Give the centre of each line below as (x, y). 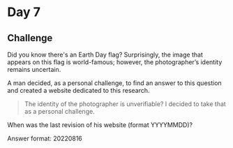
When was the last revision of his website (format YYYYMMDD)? (100, 125)
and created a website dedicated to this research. (78, 90)
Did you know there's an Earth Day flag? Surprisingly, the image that (105, 54)
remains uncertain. (34, 69)
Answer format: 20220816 (45, 138)
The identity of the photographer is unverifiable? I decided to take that (125, 104)
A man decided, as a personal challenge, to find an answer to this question (114, 83)
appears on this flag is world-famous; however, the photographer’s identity (115, 62)
